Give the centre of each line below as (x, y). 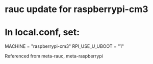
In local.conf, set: (42, 33)
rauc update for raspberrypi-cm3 (76, 9)
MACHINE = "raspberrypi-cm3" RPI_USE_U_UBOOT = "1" (65, 46)
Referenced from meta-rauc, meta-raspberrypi (54, 56)
